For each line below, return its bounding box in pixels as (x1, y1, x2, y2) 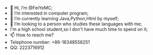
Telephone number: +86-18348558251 (10, 39, 90, 45)
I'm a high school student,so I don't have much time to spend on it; (10, 26, 148, 32)
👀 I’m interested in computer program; (10, 10, 89, 16)
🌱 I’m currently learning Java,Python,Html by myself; (10, 16, 119, 21)
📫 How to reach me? (10, 32, 54, 38)
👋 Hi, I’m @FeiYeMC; (10, 5, 53, 11)
